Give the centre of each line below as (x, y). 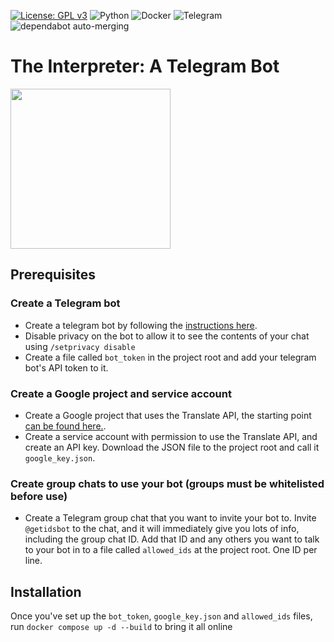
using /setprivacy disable (80, 346)
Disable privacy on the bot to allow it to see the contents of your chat (167, 336)
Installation (46, 591)
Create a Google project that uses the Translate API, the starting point (168, 415)
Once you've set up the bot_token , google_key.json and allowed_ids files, (161, 616)
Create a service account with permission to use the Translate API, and (171, 436)
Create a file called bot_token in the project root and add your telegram (170, 357)
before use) (39, 496)
